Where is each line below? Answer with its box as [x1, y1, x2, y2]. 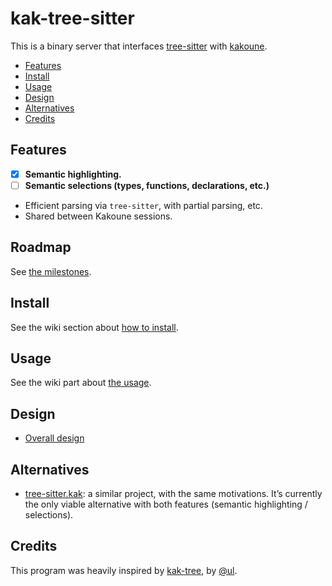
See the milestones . [10, 265, 92, 277]
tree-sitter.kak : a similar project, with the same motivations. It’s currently [24, 487, 323, 499]
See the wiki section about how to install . [10, 321, 179, 333]
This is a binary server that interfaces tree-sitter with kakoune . [10, 40, 268, 52]
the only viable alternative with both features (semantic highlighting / [24, 498, 308, 510]
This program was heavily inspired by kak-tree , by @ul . [10, 564, 238, 576]
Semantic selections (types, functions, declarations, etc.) [24, 179, 270, 191]
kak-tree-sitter [10, 7, 135, 30]
